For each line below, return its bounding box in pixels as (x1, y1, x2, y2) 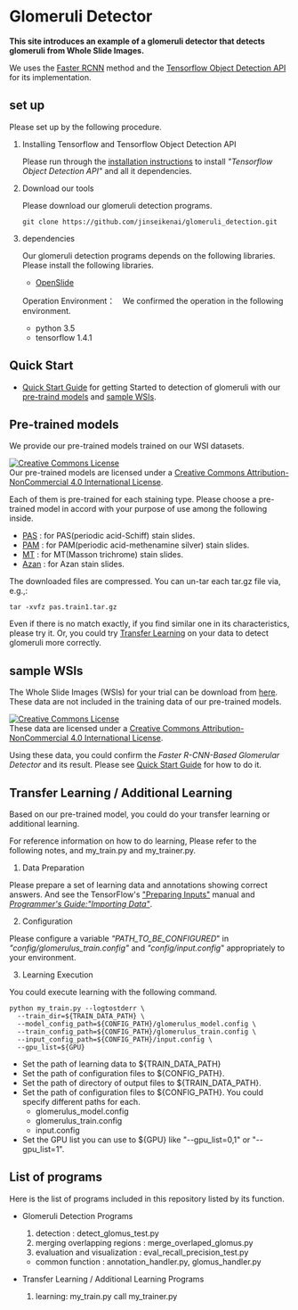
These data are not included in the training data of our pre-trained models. (9, 696, 282, 707)
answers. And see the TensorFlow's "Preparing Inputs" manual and (9, 889, 255, 900)
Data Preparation (21, 862, 85, 873)
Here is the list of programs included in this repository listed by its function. (9, 1193, 285, 1204)
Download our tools (21, 183, 94, 194)
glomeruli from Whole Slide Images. (9, 45, 145, 55)
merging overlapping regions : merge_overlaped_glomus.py (35, 1237, 254, 1248)
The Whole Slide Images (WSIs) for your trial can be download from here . (9, 687, 278, 697)
